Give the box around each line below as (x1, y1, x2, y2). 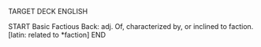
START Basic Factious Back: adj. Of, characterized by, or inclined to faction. (8, 22, 254, 31)
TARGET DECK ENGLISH (8, 7, 88, 16)
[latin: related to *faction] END (8, 31, 106, 39)
